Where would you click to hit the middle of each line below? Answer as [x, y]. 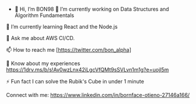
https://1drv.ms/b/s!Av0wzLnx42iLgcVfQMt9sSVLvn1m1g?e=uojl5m [88, 70]
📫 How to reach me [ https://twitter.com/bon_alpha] [69, 50]
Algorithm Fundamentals [44, 15]
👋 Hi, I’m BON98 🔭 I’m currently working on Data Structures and [92, 9]
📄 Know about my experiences [43, 63]
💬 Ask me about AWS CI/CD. [41, 38]
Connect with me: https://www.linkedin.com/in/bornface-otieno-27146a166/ [98, 95]
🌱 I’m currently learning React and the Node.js [62, 27]
